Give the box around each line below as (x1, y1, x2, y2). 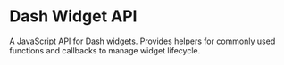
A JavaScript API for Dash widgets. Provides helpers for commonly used (9, 36, 276, 46)
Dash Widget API (9, 6, 138, 27)
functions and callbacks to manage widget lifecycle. (9, 45, 201, 55)
